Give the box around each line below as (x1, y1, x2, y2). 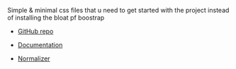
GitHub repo (17, 27, 54, 35)
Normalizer (17, 54, 51, 63)
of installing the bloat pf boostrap (7, 13, 105, 22)
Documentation (17, 41, 63, 49)
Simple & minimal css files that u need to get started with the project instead (7, 6, 230, 14)
